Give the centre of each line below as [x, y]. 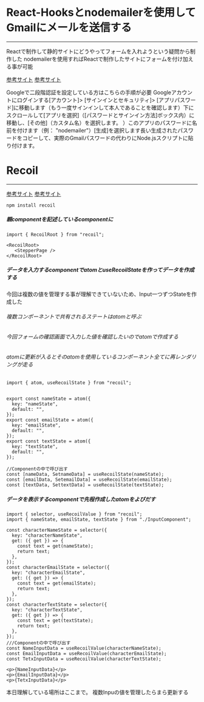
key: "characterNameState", [47, 535]
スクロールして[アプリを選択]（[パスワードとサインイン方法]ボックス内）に [100, 115]
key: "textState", [35, 447]
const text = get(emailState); [57, 583]
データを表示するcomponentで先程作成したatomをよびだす [81, 499]
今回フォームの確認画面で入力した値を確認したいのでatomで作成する [93, 337]
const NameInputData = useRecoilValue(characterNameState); [84, 649]
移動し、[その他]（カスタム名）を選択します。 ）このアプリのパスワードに [99, 123]
